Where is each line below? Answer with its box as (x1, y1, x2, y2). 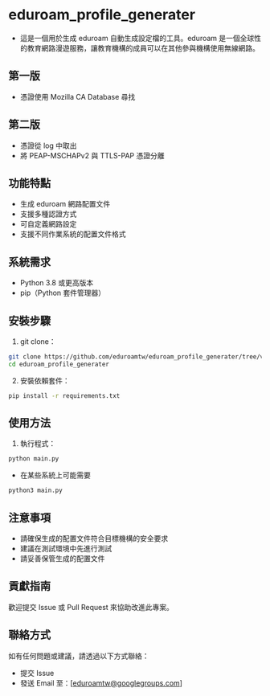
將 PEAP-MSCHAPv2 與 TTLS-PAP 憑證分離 (19, 150, 165, 160)
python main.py (8, 455, 59, 463)
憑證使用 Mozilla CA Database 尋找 (19, 92, 136, 101)
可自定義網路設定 (19, 219, 77, 229)
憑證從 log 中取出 (19, 141, 78, 150)
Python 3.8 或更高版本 (19, 278, 94, 288)
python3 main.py (8, 486, 63, 495)
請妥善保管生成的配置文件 (19, 554, 105, 563)
